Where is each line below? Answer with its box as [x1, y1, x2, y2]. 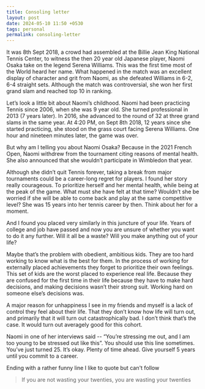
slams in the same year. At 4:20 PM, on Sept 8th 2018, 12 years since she [6, 119, 191, 126]
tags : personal [6, 26, 45, 32]
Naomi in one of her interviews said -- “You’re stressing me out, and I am [6, 333, 190, 340]
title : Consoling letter [6, 9, 70, 15]
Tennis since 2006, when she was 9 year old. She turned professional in [6, 106, 188, 113]
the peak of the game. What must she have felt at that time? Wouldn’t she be [6, 188, 199, 196]
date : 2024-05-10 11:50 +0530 [6, 20, 84, 26]
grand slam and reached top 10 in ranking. [6, 87, 113, 95]
